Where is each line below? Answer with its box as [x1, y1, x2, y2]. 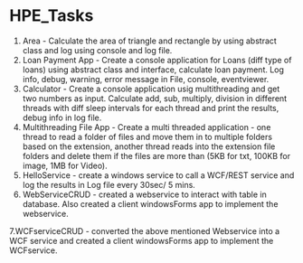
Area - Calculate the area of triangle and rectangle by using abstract [22, 35, 278, 46]
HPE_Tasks [9, 5, 94, 26]
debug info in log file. [22, 112, 102, 123]
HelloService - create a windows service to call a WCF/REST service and [22, 169, 295, 181]
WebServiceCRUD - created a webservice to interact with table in [22, 189, 267, 200]
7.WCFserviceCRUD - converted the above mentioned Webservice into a [9, 225, 280, 236]
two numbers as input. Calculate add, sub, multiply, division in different [22, 92, 288, 104]
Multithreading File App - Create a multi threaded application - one [22, 121, 271, 132]
